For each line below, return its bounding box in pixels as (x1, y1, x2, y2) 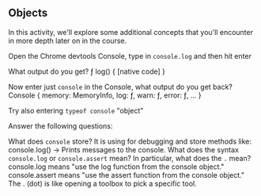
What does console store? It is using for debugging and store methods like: (8, 136, 252, 146)
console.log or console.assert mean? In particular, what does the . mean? (8, 153, 252, 163)
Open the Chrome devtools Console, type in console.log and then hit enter (8, 51, 252, 60)
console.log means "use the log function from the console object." (8, 162, 225, 171)
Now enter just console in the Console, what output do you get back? (8, 82, 233, 91)
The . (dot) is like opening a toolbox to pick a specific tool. (8, 179, 197, 188)
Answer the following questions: (8, 121, 113, 130)
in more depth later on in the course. (8, 36, 127, 45)
